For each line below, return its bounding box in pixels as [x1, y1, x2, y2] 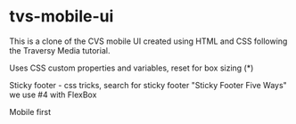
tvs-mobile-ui [9, 6, 114, 27]
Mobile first [9, 106, 52, 117]
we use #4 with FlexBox [9, 89, 97, 100]
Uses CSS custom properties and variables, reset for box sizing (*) [9, 62, 254, 73]
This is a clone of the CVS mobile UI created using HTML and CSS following [9, 36, 288, 46]
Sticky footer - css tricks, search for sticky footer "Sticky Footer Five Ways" [9, 79, 287, 90]
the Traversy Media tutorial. [9, 45, 111, 55]
